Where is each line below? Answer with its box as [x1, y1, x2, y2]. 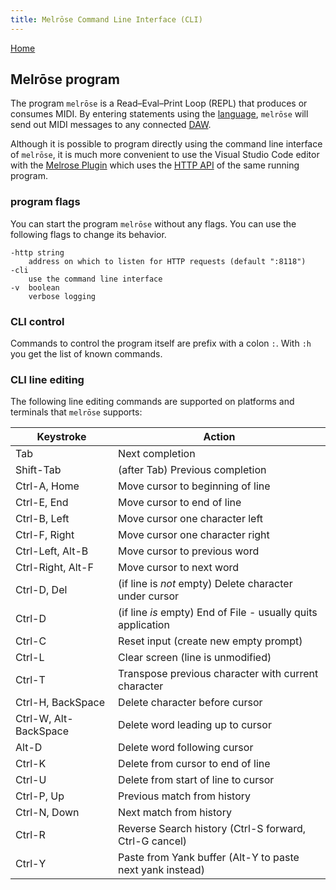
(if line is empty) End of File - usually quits [118, 606, 318, 620]
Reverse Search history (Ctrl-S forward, [118, 822, 307, 836]
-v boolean [10, 282, 60, 293]
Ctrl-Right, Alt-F [15, 561, 94, 575]
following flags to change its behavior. [10, 228, 167, 240]
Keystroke [36, 430, 87, 444]
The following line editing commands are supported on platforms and [10, 396, 295, 408]
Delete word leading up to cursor [118, 718, 272, 732]
